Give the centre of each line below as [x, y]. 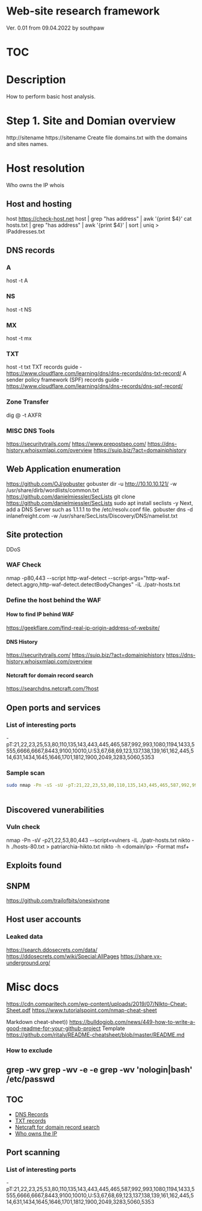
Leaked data [25, 936]
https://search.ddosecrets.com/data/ [52, 950]
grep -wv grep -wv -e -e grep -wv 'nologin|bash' [99, 1070]
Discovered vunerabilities [55, 810]
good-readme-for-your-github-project [54, 1028]
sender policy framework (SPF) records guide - [65, 380]
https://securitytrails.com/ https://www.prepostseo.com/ [76, 443]
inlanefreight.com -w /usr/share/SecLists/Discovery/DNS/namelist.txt [92, 516]
